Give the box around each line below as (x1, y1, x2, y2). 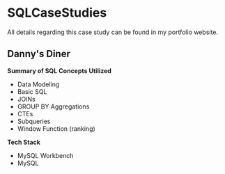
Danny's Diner (7, 48, 71, 60)
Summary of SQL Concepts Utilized (7, 66, 111, 74)
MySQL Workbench (17, 151, 74, 159)
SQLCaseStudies (7, 5, 107, 21)
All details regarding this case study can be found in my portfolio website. (7, 28, 218, 36)
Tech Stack (7, 138, 40, 146)
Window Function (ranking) (17, 124, 95, 133)
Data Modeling (17, 80, 60, 88)
